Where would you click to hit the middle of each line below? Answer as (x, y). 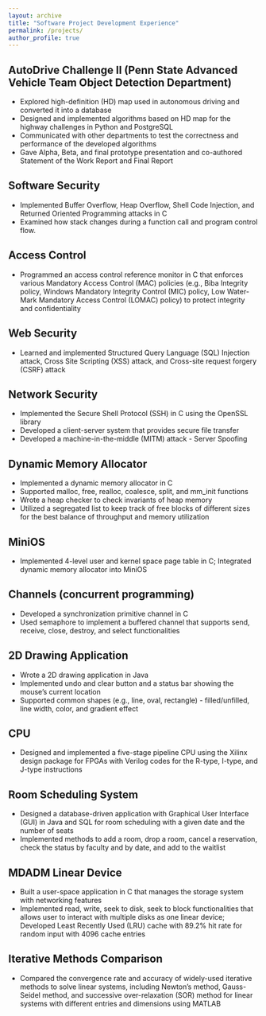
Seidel (30, 995)
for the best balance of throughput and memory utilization (114, 517)
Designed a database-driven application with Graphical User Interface (134, 814)
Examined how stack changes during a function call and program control (139, 222)
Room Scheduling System (73, 794)
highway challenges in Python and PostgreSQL (96, 127)
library (30, 422)
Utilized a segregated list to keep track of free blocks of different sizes (135, 508)
